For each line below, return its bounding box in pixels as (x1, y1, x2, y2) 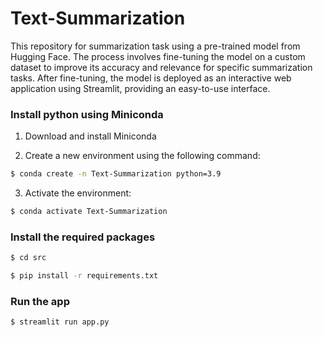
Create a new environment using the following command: (24, 150, 261, 162)
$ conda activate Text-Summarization (10, 207, 168, 217)
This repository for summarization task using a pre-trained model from (10, 40, 301, 52)
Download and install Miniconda (24, 130, 157, 142)
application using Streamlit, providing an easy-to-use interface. (10, 82, 271, 94)
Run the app (10, 294, 70, 308)
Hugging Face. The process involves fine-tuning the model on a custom (10, 50, 306, 62)
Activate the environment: (24, 187, 132, 199)
